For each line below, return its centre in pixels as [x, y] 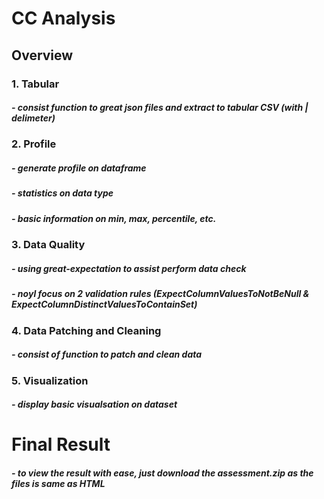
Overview [42, 55]
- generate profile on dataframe [79, 168]
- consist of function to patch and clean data [107, 354]
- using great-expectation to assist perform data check [129, 268]
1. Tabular [35, 84]
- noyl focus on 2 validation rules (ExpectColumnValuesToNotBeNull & [160, 294]
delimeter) [33, 118]
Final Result [61, 444]
